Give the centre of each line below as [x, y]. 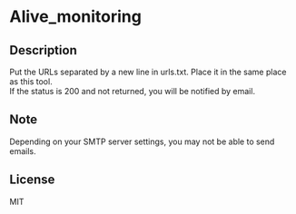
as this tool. [31, 82]
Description [43, 50]
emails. [23, 151]
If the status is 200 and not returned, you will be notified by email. [133, 91]
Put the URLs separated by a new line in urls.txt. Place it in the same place [148, 72]
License [32, 180]
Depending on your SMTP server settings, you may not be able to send [142, 141]
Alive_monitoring [76, 17]
